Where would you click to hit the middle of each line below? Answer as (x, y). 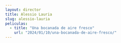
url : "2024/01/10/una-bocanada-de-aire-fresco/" (65, 33)
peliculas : (16, 23)
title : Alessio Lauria (29, 14)
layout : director (23, 10)
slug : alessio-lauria (28, 19)
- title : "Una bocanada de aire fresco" (52, 28)
